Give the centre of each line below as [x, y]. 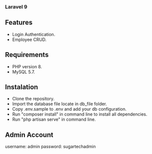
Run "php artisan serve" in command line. [54, 119]
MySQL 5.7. [23, 72]
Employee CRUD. [29, 39]
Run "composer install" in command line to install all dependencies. [80, 114]
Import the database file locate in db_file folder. [59, 104]
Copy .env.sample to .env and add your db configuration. [69, 109]
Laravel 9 [16, 7]
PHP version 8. [27, 66]
